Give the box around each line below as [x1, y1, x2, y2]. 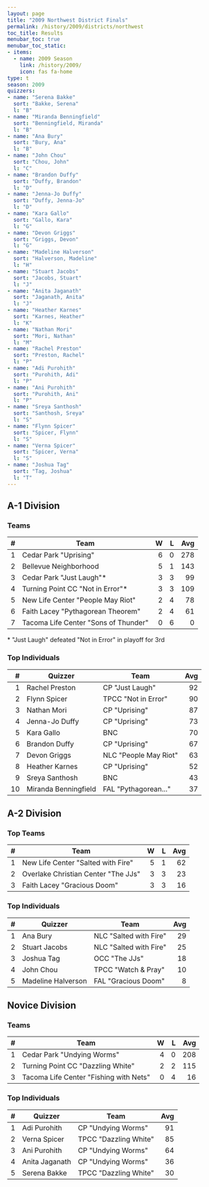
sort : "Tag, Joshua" [13, 468, 73, 475]
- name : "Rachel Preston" [7, 345, 82, 352]
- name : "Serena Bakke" [7, 94, 76, 101]
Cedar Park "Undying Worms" [21, 1050, 120, 1059]
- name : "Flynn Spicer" [7, 422, 76, 430]
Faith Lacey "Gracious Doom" [21, 881, 119, 890]
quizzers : [7, 87, 36, 94]
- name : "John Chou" [7, 152, 67, 159]
